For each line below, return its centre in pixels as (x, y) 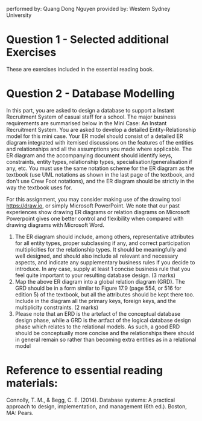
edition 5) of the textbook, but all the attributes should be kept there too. (105, 294)
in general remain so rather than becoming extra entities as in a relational (106, 339)
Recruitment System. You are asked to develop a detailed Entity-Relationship (101, 129)
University (19, 15)
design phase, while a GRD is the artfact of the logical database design (103, 320)
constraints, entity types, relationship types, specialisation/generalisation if (99, 162)
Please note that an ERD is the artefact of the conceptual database (98, 313)
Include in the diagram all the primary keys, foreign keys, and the (95, 301)
